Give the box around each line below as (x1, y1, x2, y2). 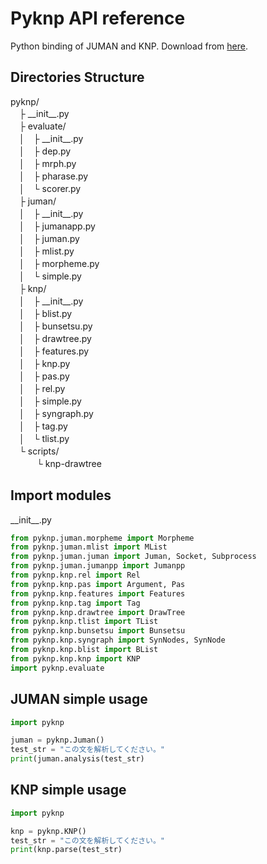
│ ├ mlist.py (18, 245, 75, 257)
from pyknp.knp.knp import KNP (10, 653, 141, 664)
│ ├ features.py (18, 345, 90, 357)
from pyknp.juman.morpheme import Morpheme (10, 533, 195, 543)
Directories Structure (10, 69, 145, 86)
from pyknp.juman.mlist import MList (10, 542, 168, 552)
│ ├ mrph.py (18, 157, 77, 169)
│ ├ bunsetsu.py (18, 320, 93, 332)
